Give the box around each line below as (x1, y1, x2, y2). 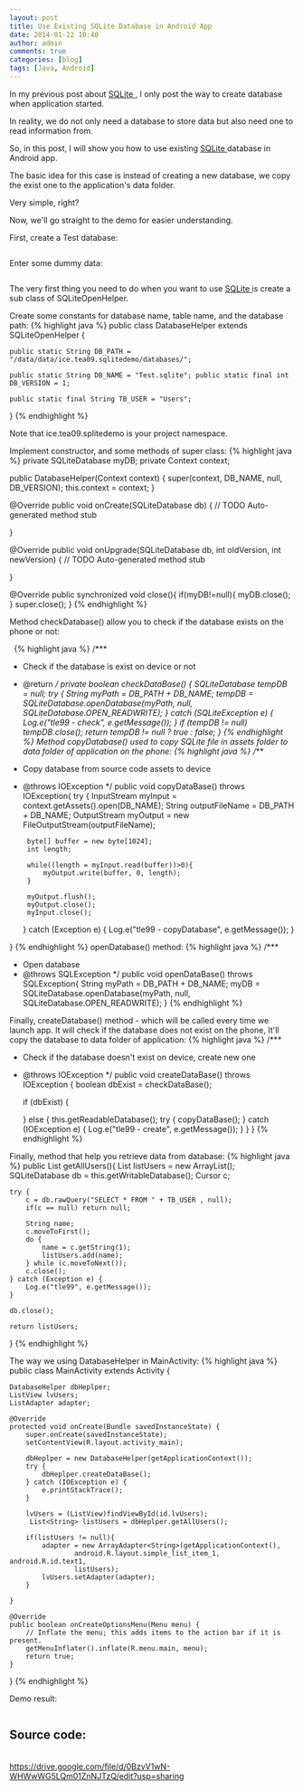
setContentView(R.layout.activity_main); (25, 1438, 184, 1447)
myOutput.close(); (26, 900, 97, 909)
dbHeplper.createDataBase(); (42, 1470, 152, 1479)
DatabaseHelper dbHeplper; (9, 1382, 111, 1392)
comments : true (9, 47, 67, 56)
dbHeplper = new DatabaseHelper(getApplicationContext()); (25, 1453, 253, 1462)
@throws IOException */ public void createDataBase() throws (22, 1069, 251, 1080)
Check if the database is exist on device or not (22, 661, 196, 671)
